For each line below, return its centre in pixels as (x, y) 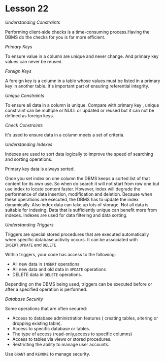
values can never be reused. (34, 61)
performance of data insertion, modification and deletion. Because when (79, 194)
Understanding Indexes (29, 144)
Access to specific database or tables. (51, 328)
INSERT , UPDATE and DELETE (31, 245)
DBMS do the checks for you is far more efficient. (55, 37)
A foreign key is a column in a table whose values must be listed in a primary (83, 81)
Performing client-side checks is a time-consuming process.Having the (77, 32)
